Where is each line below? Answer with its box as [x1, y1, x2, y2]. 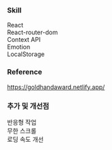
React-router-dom [7, 28, 58, 36]
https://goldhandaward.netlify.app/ [7, 83, 105, 91]
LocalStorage [7, 50, 45, 58]
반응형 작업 [7, 118, 37, 126]
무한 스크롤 [7, 126, 37, 135]
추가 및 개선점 [7, 101, 50, 111]
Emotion [7, 43, 31, 51]
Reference [7, 67, 42, 77]
